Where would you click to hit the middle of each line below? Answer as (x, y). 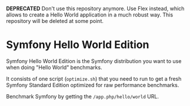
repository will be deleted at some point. (55, 21)
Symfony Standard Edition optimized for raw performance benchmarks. (93, 85)
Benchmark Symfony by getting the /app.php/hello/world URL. (82, 96)
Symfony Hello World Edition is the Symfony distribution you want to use (94, 61)
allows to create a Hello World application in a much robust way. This (90, 15)
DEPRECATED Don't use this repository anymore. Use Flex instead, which (95, 9)
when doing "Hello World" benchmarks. (54, 67)
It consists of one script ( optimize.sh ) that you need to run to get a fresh (94, 78)
